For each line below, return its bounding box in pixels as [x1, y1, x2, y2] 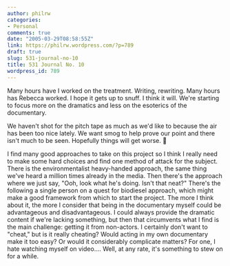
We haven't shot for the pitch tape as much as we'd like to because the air [7, 122, 218, 130]
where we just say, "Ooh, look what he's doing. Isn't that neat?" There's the [7, 179, 221, 187]
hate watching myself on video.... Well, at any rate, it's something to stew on [7, 245, 224, 253]
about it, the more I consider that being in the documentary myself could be [7, 201, 222, 209]
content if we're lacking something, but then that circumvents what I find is [7, 215, 219, 223]
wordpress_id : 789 [7, 67, 60, 74]
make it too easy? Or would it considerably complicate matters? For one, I [7, 237, 216, 245]
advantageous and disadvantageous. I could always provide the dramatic [7, 208, 215, 217]
